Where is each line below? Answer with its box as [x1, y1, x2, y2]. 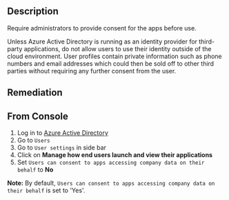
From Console [7, 110, 69, 122]
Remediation [7, 87, 63, 99]
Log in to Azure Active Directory [17, 129, 109, 137]
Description [7, 6, 59, 17]
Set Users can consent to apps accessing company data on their [17, 158, 205, 167]
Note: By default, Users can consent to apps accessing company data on [7, 179, 215, 188]
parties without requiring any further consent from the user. [7, 66, 177, 75]
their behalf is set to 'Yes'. [7, 186, 86, 194]
